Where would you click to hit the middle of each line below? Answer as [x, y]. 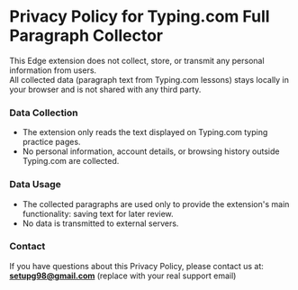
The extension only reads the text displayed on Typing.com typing [145, 132]
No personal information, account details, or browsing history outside [151, 151]
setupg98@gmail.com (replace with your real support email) [123, 276]
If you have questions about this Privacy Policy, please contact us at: [136, 266]
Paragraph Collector [86, 36]
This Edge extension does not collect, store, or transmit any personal [137, 60]
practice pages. [51, 142]
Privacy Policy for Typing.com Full [140, 17]
